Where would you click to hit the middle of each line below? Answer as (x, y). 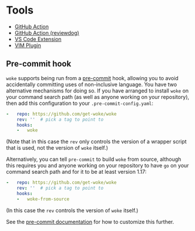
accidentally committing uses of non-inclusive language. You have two (92, 84)
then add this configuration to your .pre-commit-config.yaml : (80, 103)
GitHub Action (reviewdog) (47, 32)
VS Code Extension (38, 39)
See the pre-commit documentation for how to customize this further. (90, 222)
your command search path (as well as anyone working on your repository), (98, 97)
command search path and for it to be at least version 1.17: (76, 172)
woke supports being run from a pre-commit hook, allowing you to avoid (93, 78)
